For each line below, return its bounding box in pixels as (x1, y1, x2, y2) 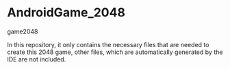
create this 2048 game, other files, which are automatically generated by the (7, 48, 223, 56)
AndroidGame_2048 (7, 5, 125, 20)
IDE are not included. (7, 55, 66, 63)
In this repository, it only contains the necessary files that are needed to (7, 40, 209, 49)
